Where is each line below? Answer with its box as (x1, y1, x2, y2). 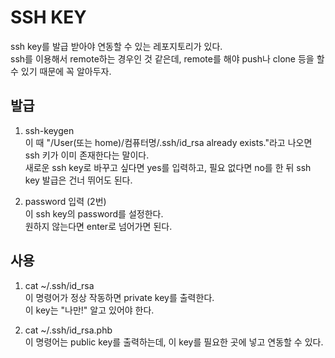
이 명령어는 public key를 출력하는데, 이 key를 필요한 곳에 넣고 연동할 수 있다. (24, 336, 324, 348)
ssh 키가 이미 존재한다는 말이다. (24, 149, 150, 161)
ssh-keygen (24, 124, 75, 136)
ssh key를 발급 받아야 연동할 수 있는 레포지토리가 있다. (10, 40, 223, 52)
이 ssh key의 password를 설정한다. (24, 207, 164, 220)
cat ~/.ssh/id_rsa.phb (24, 324, 113, 336)
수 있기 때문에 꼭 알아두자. (10, 65, 112, 77)
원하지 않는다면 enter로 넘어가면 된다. (24, 220, 173, 232)
